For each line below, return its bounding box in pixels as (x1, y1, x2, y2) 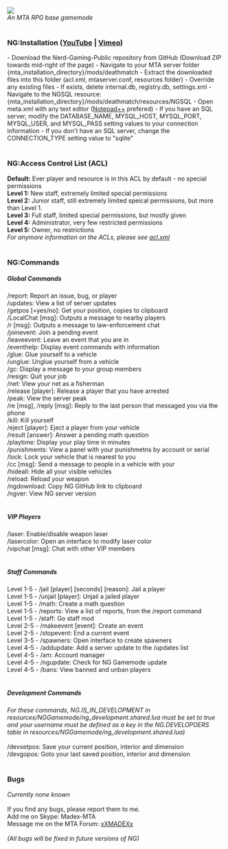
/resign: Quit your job (7, 372, 67, 380)
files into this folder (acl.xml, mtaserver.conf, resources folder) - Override (7, 76, 214, 84)
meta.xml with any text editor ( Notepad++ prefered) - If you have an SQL (7, 105, 214, 113)
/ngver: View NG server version (7, 489, 96, 498)
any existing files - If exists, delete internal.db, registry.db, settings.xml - (7, 83, 212, 91)
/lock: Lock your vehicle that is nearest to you (7, 453, 136, 461)
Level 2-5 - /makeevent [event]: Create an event (7, 622, 144, 630)
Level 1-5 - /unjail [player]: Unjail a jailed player (7, 593, 139, 601)
